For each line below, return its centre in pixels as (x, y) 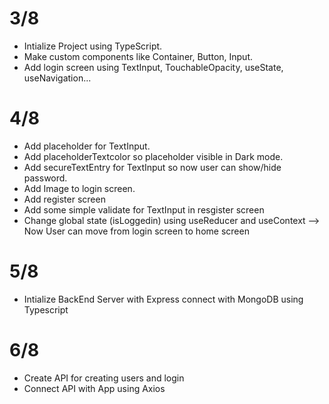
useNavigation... (57, 78)
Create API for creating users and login (104, 378)
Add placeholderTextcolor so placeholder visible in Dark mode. (153, 156)
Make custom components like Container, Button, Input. (138, 56)
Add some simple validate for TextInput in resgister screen (144, 209)
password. (45, 178)
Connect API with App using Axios (94, 388)
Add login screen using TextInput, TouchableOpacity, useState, (153, 67)
